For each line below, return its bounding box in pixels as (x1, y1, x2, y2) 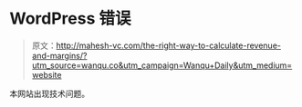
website (31, 69, 62, 80)
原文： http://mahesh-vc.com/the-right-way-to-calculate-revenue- (31, 40, 281, 51)
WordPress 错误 (9, 8, 131, 29)
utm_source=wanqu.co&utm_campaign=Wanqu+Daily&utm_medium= (31, 60, 293, 71)
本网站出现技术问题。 (9, 88, 89, 99)
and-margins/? (31, 50, 88, 61)
